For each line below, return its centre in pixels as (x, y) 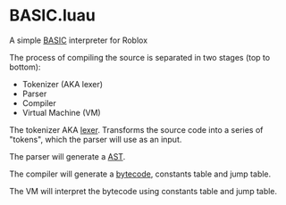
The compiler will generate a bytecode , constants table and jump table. (140, 174)
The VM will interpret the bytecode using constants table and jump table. (143, 191)
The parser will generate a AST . (67, 156)
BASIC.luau (52, 16)
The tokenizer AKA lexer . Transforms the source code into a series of (136, 129)
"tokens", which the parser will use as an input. (96, 139)
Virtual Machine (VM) (61, 112)
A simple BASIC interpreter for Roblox (79, 40)
